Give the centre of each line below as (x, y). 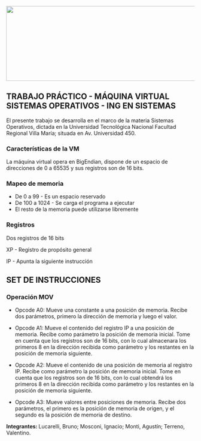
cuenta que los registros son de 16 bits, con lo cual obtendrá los (94, 378)
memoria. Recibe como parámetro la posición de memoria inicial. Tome (102, 334)
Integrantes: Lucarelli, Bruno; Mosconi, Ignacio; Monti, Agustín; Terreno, (96, 427)
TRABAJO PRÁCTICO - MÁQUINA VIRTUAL (88, 97)
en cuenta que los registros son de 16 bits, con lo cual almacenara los (100, 341)
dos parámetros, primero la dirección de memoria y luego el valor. (96, 316)
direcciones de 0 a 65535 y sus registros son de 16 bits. (75, 168)
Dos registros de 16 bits (35, 238)
